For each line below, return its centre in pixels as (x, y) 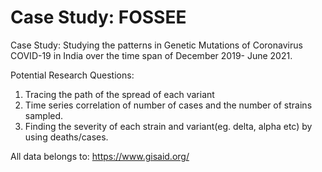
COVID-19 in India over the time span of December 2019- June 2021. (151, 55)
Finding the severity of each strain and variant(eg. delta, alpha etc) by (168, 126)
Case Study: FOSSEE (98, 17)
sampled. (44, 115)
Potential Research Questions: (72, 75)
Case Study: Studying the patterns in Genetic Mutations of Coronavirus (156, 45)
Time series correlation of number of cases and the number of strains (168, 105)
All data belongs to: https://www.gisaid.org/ (100, 156)
